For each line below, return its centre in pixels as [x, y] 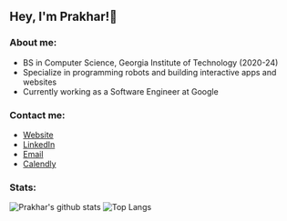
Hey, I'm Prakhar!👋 [64, 17]
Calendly [39, 164]
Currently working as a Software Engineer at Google [120, 91]
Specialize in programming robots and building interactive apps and [149, 72]
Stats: [23, 187]
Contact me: [37, 115]
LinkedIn [39, 144]
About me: [33, 43]
